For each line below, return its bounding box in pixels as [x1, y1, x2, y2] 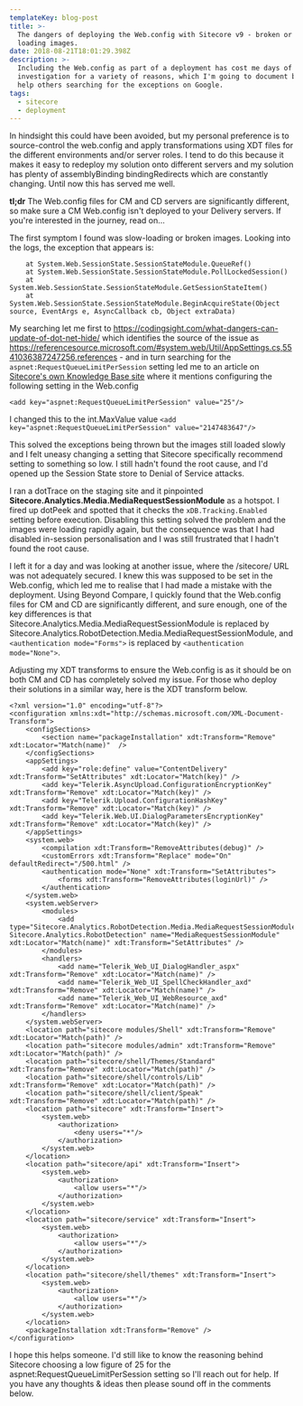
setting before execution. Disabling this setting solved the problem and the [9, 514, 286, 525]
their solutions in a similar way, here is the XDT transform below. [9, 684, 248, 695]
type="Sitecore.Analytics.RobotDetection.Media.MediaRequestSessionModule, [9, 923, 300, 932]
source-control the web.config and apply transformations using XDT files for [9, 140, 294, 151]
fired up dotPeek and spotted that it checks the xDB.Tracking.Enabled [9, 505, 268, 516]
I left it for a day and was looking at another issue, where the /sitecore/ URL [9, 561, 289, 572]
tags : [9, 89, 30, 98]
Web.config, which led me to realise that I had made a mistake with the [9, 580, 272, 591]
